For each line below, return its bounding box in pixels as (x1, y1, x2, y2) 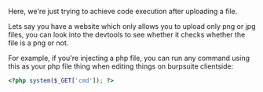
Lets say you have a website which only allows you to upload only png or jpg (8, 22, 257, 30)
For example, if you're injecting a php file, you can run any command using (8, 54, 250, 62)
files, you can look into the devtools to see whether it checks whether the (8, 30, 246, 39)
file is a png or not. (8, 38, 69, 48)
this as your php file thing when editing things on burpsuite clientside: (8, 62, 234, 71)
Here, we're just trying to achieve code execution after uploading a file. (8, 7, 238, 16)
